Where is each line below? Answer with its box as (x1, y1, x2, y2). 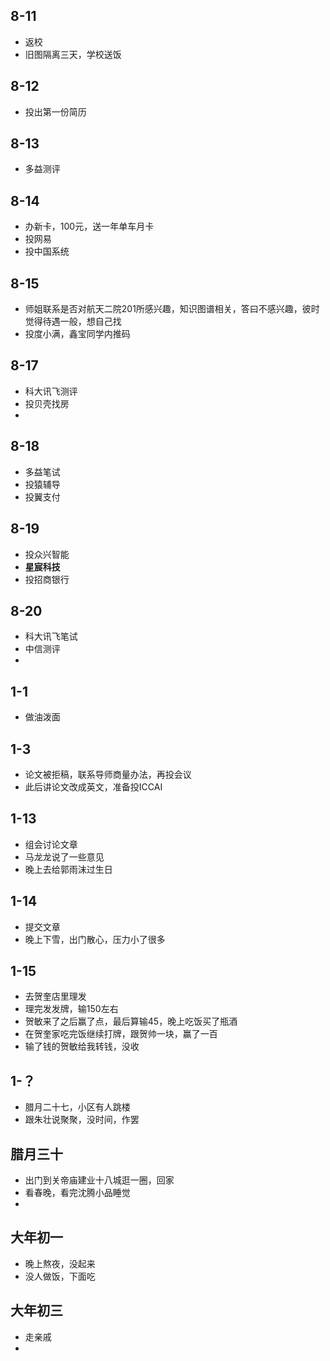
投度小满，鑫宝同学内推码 (24, 328, 131, 340)
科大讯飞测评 (24, 385, 78, 397)
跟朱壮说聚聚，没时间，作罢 (24, 1114, 140, 1126)
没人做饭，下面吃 (24, 1270, 96, 1282)
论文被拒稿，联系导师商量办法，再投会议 (24, 768, 192, 780)
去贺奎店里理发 (24, 990, 87, 1003)
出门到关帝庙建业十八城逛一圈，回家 (24, 1174, 175, 1186)
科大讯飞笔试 (24, 630, 78, 643)
